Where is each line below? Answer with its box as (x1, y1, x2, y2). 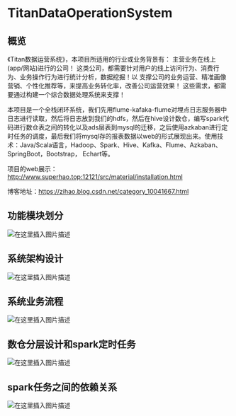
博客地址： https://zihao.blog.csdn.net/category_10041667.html (7, 187, 189, 195)
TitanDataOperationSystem (7, 5, 173, 21)
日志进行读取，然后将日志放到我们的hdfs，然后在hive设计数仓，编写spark (7, 115, 223, 122)
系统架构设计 (7, 253, 64, 265)
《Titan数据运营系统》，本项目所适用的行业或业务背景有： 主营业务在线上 (7, 55, 216, 63)
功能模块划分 (7, 210, 64, 222)
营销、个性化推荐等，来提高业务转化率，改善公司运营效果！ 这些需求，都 (7, 81, 220, 90)
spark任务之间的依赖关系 (7, 381, 118, 393)
